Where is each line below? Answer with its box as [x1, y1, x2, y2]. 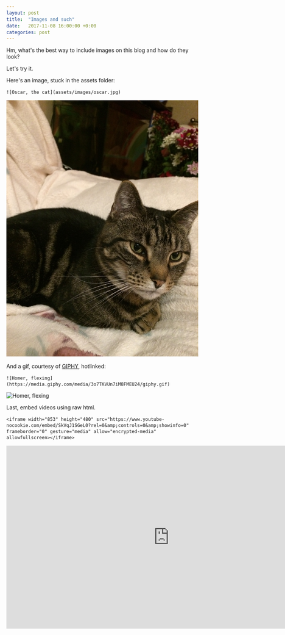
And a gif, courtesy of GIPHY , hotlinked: [6, 363, 107, 370]
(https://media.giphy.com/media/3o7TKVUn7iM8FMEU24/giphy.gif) [6, 381, 171, 387]
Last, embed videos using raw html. [6, 404, 96, 411]
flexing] [30, 375, 53, 381]
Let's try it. [6, 65, 33, 73]
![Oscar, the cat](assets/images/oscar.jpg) [6, 89, 121, 96]
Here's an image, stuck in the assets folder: [6, 77, 115, 84]
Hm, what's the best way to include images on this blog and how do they [6, 46, 189, 54]
